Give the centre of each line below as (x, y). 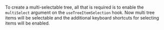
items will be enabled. (27, 23)
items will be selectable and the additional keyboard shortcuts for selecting (82, 18)
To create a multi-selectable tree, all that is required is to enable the (75, 7)
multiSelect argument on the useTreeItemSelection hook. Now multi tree (80, 12)
